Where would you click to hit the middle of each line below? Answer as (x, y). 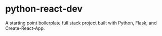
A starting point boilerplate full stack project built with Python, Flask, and (81, 23)
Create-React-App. (25, 28)
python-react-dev (44, 9)
